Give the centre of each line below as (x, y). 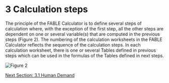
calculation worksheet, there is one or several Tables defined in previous (81, 50)
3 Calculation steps (47, 9)
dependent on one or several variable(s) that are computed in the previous (82, 34)
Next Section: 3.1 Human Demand (40, 75)
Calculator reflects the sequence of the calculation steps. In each (73, 45)
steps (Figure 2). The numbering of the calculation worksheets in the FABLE (84, 39)
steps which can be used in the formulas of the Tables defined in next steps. (84, 55)
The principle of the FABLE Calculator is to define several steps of (74, 23)
